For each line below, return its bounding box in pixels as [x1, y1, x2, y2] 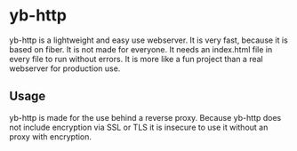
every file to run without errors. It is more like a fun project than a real [9, 53, 264, 64]
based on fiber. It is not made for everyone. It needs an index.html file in [9, 44, 273, 54]
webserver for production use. [9, 63, 121, 74]
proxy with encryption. [9, 131, 92, 142]
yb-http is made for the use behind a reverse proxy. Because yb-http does [9, 112, 282, 123]
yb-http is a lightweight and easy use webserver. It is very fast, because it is [9, 35, 289, 45]
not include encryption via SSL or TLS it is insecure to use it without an [9, 122, 269, 132]
